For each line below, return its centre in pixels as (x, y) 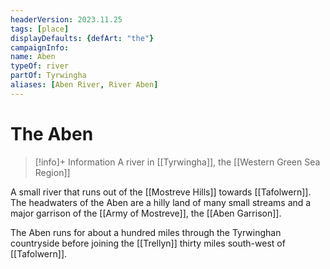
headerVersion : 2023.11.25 (66, 19)
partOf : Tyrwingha (48, 76)
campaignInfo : (40, 47)
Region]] (52, 172)
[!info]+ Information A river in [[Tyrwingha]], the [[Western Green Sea (177, 162)
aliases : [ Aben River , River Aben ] (84, 85)
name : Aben (33, 57)
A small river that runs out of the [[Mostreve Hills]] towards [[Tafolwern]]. (161, 192)
